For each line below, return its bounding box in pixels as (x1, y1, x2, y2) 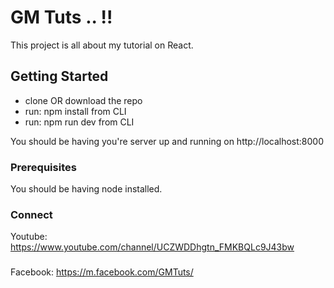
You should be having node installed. (10, 183, 163, 195)
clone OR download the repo (24, 94, 143, 106)
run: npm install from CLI (24, 105, 127, 117)
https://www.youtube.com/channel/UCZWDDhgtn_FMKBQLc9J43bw (10, 241, 295, 253)
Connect (10, 207, 53, 221)
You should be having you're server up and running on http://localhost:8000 (10, 135, 324, 147)
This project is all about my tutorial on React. (10, 39, 194, 51)
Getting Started (10, 68, 109, 85)
